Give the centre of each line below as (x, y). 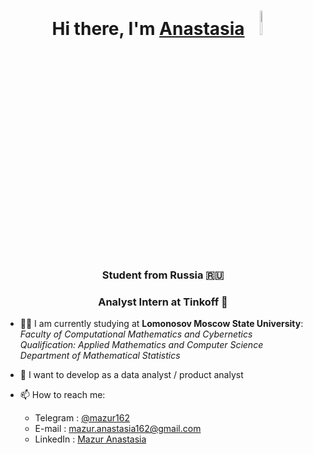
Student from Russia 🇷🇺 (163, 275)
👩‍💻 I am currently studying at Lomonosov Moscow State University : (161, 324)
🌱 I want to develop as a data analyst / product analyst (131, 375)
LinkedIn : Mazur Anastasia (90, 439)
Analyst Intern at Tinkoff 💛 (163, 302)
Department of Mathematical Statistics (100, 356)
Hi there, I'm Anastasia (148, 29)
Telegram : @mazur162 (82, 418)
